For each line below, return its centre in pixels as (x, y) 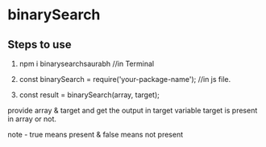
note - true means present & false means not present (95, 135)
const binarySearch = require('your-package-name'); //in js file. (125, 79)
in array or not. (32, 119)
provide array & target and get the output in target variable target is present (133, 110)
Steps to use (39, 45)
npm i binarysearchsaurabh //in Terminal (87, 63)
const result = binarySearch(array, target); (89, 95)
